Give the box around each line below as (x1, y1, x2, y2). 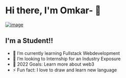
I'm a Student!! (5, 36, 54, 45)
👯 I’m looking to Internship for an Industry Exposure (12, 55, 121, 62)
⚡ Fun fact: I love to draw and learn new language (12, 67, 117, 73)
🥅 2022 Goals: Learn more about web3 (12, 61, 94, 67)
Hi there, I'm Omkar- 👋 (5, 5, 101, 16)
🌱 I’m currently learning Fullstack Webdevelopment (12, 50, 120, 56)
